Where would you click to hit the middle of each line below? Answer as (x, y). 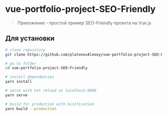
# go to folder (21, 63)
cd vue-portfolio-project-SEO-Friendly (46, 68)
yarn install (19, 82)
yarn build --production (31, 109)
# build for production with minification (50, 104)
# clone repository (25, 50)
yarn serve (16, 95)
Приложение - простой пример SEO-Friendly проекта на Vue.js (84, 23)
